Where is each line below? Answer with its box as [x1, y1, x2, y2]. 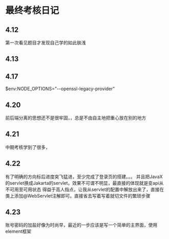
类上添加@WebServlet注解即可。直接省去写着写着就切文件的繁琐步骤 [5, 192, 151, 199]
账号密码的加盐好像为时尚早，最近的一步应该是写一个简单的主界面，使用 [5, 222, 157, 228]
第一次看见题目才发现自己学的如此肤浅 [5, 39, 86, 46]
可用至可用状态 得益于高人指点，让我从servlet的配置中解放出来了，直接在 [9, 186, 164, 192]
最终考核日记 [5, 5, 60, 16]
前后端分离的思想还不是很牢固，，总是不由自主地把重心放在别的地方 [5, 115, 147, 121]
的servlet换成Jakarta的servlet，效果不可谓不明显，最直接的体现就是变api [5, 180, 159, 186]
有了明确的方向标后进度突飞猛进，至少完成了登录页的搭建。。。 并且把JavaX [5, 173, 163, 180]
